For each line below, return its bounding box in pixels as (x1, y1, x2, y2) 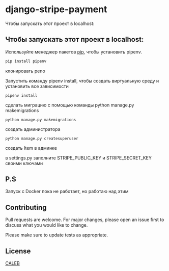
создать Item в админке (5, 145, 58, 151)
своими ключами (5, 160, 43, 166)
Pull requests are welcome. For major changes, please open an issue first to (5, 216, 164, 223)
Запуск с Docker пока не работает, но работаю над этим (5, 188, 129, 195)
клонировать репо (5, 68, 46, 74)
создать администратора (5, 126, 61, 132)
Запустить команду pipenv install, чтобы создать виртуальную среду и (5, 77, 159, 84)
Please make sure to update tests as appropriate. (5, 232, 108, 238)
